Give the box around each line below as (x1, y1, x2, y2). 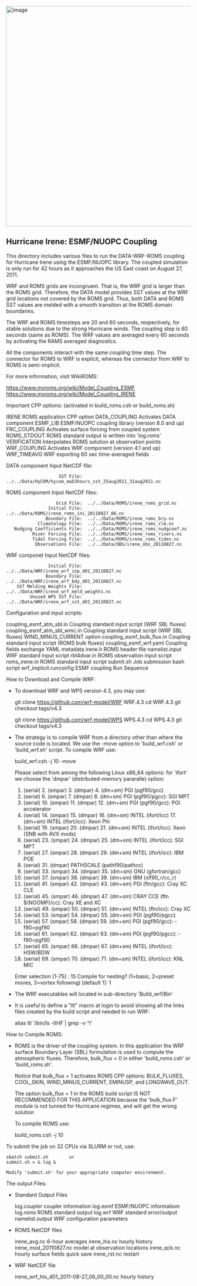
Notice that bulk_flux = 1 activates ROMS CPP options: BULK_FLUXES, (14, 1072, 184, 1079)
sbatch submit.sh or (6, 1154, 75, 1160)
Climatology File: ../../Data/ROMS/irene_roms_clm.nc (37, 521, 175, 526)
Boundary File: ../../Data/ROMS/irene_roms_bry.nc (45, 515, 175, 522)
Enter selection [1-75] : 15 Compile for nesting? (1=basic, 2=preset (14, 972, 174, 980)
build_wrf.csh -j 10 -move (14, 757, 76, 764)
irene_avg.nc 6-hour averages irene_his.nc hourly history (14, 1238, 153, 1245)
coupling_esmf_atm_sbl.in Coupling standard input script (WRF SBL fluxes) (6, 620, 186, 627)
